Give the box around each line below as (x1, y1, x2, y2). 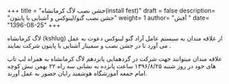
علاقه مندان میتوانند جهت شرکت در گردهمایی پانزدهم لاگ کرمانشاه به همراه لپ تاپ (7, 55, 223, 63)
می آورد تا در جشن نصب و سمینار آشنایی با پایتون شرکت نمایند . (7, 42, 172, 49)
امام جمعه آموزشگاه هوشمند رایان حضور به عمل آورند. (7, 69, 148, 77)
